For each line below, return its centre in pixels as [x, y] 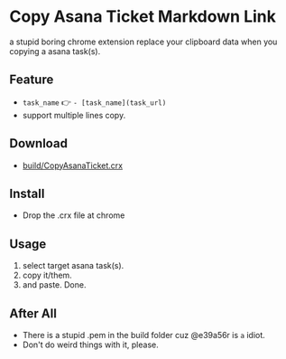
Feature [32, 80]
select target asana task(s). [73, 266]
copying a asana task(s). [55, 51]
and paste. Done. [54, 285]
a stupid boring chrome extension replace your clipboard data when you [143, 42]
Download [38, 143]
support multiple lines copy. [74, 115]
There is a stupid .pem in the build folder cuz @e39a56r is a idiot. [144, 335]
